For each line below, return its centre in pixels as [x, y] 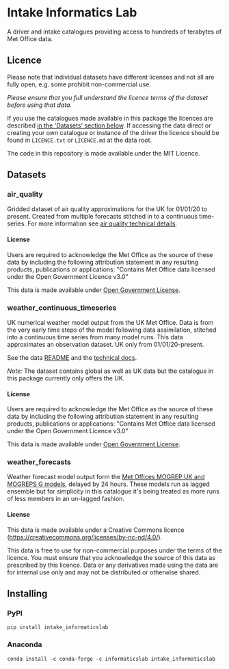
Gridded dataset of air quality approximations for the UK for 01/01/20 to [107, 209]
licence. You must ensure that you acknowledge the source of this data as [111, 557]
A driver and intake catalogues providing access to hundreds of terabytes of [114, 32]
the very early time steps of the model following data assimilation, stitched [112, 330]
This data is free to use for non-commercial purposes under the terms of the [114, 550]
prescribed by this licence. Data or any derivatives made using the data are [113, 565]
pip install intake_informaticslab [58, 628]
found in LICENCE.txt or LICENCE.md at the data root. [80, 140]
